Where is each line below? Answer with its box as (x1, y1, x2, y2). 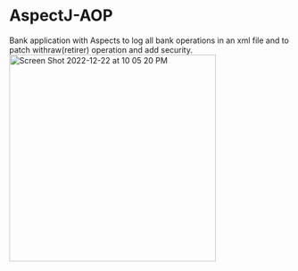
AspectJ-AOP (9, 5, 113, 26)
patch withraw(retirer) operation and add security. (9, 44, 194, 55)
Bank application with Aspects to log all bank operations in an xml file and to (9, 35, 290, 46)
